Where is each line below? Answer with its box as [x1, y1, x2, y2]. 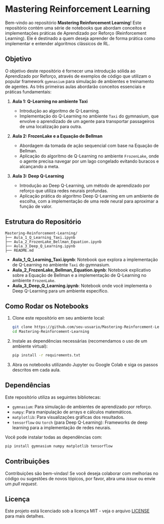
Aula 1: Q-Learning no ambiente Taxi [12, 98, 88, 104]
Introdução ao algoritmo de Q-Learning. [19, 108, 100, 114]
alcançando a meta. [19, 163, 60, 169]
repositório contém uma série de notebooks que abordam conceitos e [5, 25, 146, 30]
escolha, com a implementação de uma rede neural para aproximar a [19, 198, 159, 204]
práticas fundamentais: [5, 88, 52, 94]
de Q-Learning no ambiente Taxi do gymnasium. [12, 262, 111, 267]
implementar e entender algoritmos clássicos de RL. [5, 40, 110, 46]
